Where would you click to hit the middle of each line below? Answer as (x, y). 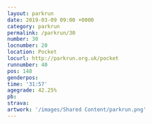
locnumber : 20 (28, 45)
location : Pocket (32, 52)
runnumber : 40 (28, 65)
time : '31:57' (28, 84)
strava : (18, 103)
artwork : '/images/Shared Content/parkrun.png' (77, 110)
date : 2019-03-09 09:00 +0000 (51, 20)
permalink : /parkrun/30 (41, 33)
